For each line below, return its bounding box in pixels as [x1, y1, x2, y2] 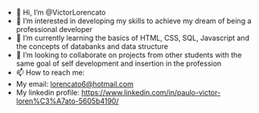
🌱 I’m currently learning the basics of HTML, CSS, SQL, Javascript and [15, 33, 249, 42]
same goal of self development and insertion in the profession [15, 59, 222, 68]
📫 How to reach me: [15, 68, 85, 77]
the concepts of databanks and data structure [15, 42, 169, 51]
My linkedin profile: [15, 88, 80, 97]
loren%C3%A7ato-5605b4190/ [15, 96, 119, 106]
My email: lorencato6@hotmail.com [15, 79, 134, 88]
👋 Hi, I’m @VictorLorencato [15, 8, 106, 17]
